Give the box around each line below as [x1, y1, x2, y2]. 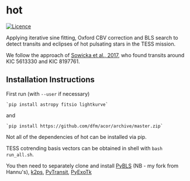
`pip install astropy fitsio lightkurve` [6, 102, 109, 107]
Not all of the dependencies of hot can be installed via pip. [6, 133, 147, 140]
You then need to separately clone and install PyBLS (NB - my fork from [6, 162, 179, 169]
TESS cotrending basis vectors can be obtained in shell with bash [6, 144, 163, 152]
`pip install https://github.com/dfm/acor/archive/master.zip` [6, 123, 164, 129]
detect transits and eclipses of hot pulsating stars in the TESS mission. [6, 40, 176, 47]
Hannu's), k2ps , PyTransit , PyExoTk [6, 168, 92, 175]
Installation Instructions [6, 75, 95, 85]
